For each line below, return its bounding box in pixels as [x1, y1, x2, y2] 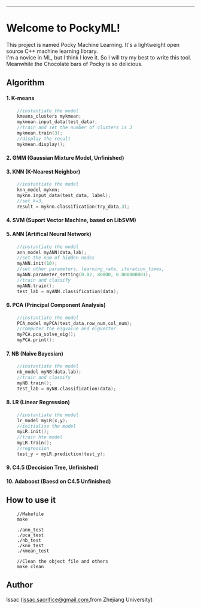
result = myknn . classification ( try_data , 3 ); [17, 204, 130, 210]
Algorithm [6, 77, 45, 88]
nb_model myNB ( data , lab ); [17, 369, 82, 375]
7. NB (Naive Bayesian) [6, 350, 64, 357]
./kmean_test [17, 548, 50, 554]
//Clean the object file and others [17, 558, 109, 565]
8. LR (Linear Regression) [6, 399, 71, 406]
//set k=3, [17, 198, 44, 204]
